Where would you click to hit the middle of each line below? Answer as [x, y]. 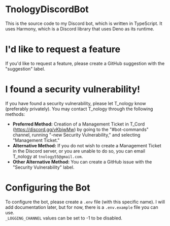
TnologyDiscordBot [47, 9]
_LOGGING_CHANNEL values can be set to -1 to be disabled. [64, 218]
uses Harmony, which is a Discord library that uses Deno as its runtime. [80, 28]
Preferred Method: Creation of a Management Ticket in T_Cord [79, 124]
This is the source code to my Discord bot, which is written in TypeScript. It [84, 23]
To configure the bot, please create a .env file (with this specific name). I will [85, 202]
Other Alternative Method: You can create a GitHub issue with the [82, 162]
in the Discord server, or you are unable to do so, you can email [79, 151]
